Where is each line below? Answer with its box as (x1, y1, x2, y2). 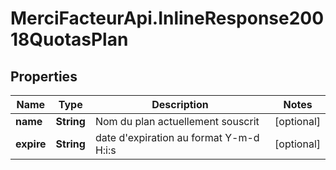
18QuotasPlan (10, 28, 129, 51)
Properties (10, 68, 78, 85)
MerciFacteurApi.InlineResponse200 (10, 7, 325, 30)
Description (151, 98, 209, 111)
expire (15, 137, 47, 151)
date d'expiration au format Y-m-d (94, 131, 260, 144)
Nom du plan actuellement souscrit (94, 115, 260, 128)
